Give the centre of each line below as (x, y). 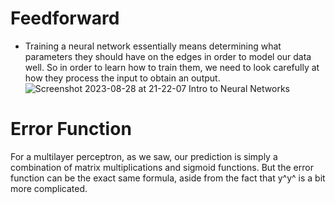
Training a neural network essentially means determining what (153, 46)
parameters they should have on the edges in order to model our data (168, 56)
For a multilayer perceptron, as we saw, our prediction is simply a (144, 156)
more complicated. (49, 188)
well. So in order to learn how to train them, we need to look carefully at (172, 67)
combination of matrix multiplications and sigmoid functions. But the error (162, 167)
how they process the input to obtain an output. (122, 78)
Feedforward (65, 18)
